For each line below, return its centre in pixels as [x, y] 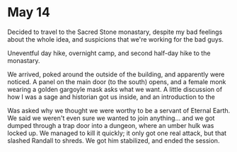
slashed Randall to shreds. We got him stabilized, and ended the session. [114, 140]
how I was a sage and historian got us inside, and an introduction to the [111, 97]
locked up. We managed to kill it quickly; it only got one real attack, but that [117, 133]
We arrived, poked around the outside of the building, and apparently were [116, 74]
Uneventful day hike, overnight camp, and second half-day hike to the [109, 53]
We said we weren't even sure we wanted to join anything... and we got [111, 118]
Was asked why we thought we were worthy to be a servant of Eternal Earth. [119, 110]
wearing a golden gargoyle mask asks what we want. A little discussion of [115, 89]
